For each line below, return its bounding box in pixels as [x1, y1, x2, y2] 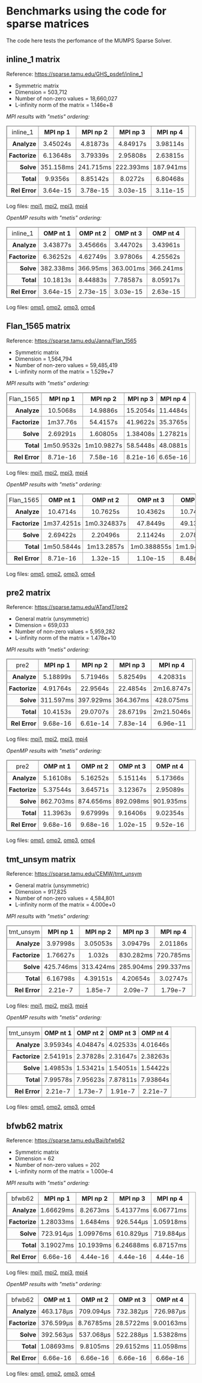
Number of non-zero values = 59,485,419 [14, 361, 118, 368]
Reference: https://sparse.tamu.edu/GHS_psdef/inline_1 [6, 70, 143, 78]
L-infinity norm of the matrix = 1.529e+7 [14, 368, 114, 375]
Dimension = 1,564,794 [14, 355, 73, 362]
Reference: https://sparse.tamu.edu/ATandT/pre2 [6, 604, 128, 611]
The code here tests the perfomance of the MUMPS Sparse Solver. [6, 37, 173, 44]
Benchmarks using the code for [6, 4, 167, 18]
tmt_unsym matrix [6, 854, 76, 864]
